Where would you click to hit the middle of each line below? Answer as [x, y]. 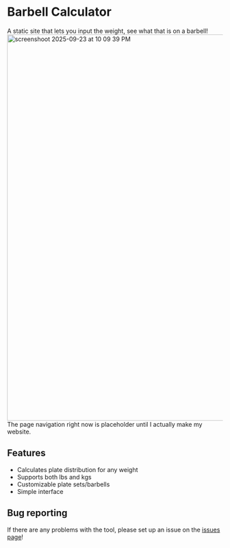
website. [19, 432]
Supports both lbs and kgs [54, 477]
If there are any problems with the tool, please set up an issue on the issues [114, 530]
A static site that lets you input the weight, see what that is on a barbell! [108, 31]
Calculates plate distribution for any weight [77, 469]
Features [26, 453]
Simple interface [40, 491]
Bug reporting [37, 513]
